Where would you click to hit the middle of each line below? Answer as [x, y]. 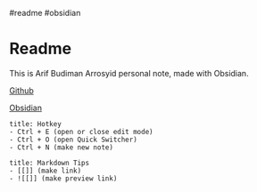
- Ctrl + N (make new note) [62, 147]
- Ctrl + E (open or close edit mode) [81, 132]
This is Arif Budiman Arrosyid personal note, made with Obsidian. [129, 73]
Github [21, 90]
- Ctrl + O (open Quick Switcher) [74, 140]
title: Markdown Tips [50, 163]
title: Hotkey [36, 124]
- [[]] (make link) [46, 171]
